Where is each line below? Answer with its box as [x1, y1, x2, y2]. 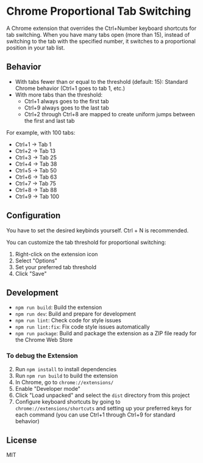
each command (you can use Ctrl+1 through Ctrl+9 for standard [15, 411, 176, 418]
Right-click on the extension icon [15, 250, 98, 257]
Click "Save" [15, 270, 47, 277]
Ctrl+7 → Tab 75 [15, 179, 57, 187]
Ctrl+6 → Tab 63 [15, 173, 57, 180]
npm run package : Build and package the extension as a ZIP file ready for [15, 330, 197, 337]
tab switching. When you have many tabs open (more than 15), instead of [6, 31, 190, 38]
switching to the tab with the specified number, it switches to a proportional [6, 37, 196, 45]
